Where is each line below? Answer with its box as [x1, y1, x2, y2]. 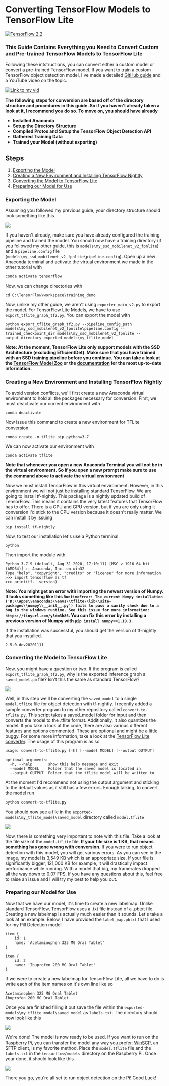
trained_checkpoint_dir [5, 331, 55, 336]
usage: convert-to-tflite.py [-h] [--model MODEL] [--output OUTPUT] [5, 748, 155, 753]
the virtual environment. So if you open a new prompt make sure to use [5, 467, 157, 473]
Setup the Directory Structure [12, 123, 77, 129]
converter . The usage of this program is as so [5, 738, 100, 744]
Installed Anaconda [12, 118, 54, 124]
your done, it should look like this [5, 1056, 74, 1062]
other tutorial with [5, 264, 42, 270]
